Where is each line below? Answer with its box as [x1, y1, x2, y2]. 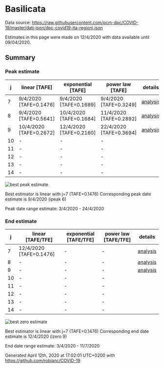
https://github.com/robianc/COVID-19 [5, 357, 81, 363]
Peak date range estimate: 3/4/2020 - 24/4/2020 [5, 205, 104, 211]
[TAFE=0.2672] [19, 129, 55, 136]
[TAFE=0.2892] [101, 115, 137, 122]
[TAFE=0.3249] [101, 101, 137, 108]
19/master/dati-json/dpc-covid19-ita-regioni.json [5, 24, 103, 30]
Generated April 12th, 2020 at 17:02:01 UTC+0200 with [5, 352, 116, 358]
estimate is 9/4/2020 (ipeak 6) [5, 196, 67, 202]
